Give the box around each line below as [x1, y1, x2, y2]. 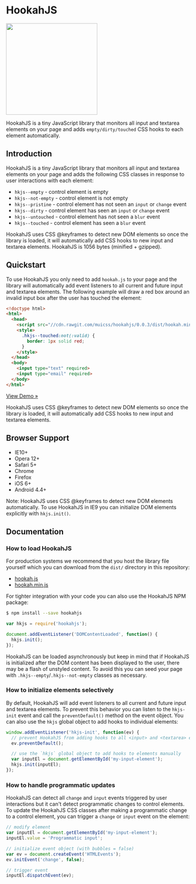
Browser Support [6, 433, 70, 443]
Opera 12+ [14, 455, 40, 462]
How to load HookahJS [6, 544, 72, 552]
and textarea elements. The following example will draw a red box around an [6, 288, 190, 295]
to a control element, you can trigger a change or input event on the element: [6, 813, 190, 820]
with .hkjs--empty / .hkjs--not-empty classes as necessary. [6, 671, 147, 679]
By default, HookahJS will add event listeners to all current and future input [6, 699, 187, 706]
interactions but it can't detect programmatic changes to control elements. [6, 800, 185, 808]
